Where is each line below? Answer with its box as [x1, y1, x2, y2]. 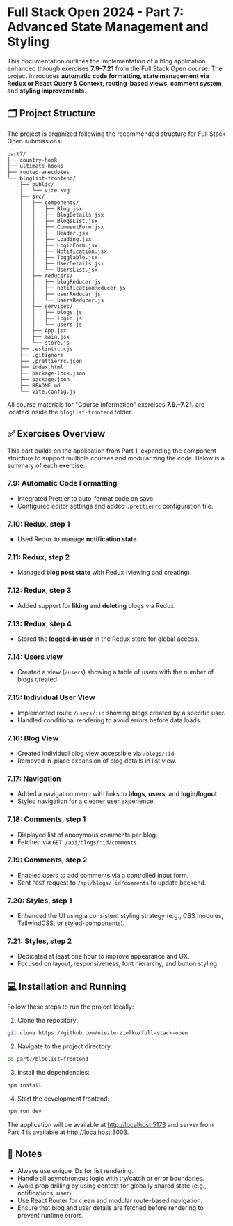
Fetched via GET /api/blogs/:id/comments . [17, 837, 139, 846]
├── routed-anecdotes [7, 169, 70, 176]
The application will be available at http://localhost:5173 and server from [7, 1120, 214, 1128]
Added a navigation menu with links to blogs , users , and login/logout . [17, 790, 219, 798]
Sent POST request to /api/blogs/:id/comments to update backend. [17, 878, 207, 887]
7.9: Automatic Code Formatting [7, 479, 118, 488]
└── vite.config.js [19, 388, 77, 395]
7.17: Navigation [7, 774, 61, 784]
